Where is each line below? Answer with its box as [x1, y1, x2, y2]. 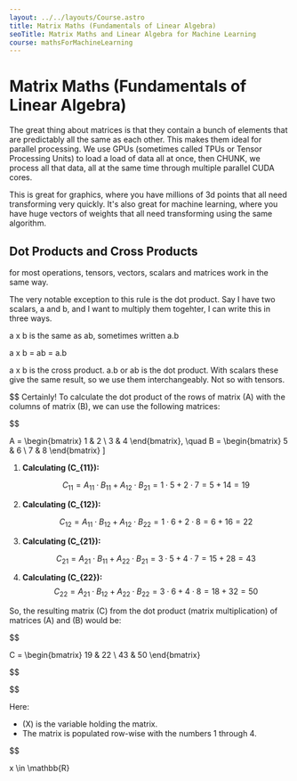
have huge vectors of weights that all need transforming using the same [9, 209, 273, 219]
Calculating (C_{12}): [21, 498, 101, 509]
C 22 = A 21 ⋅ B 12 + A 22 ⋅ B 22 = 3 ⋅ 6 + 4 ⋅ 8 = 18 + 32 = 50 [53, 586, 259, 599]
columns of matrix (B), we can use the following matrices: [9, 401, 221, 411]
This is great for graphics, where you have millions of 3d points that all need [9, 189, 287, 201]
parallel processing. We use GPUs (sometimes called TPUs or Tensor [9, 144, 262, 154]
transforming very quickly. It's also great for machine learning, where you [9, 199, 278, 210]
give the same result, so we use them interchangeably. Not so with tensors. [9, 374, 285, 384]
